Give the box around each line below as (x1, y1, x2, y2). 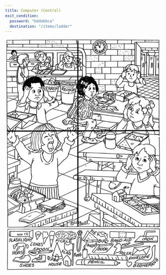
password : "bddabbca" (9, 18, 55, 23)
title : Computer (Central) (5, 8, 61, 13)
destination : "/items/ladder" (9, 24, 72, 29)
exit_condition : (5, 13, 39, 18)
